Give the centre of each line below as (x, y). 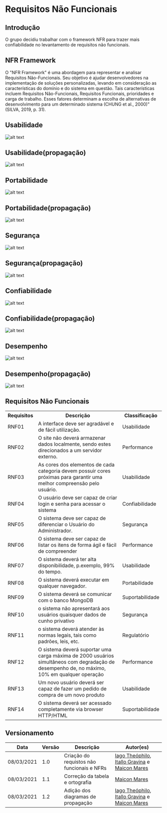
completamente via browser (71, 709)
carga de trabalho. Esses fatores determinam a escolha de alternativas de (81, 99)
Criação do (77, 755)
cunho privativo (56, 621)
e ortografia (78, 782)
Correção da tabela (86, 776)
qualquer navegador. (62, 586)
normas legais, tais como (67, 635)
